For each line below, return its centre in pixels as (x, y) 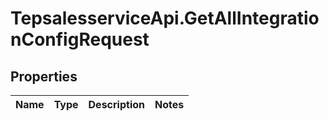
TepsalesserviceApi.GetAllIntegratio (165, 18)
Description (116, 104)
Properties (44, 76)
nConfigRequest (80, 39)
